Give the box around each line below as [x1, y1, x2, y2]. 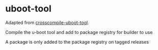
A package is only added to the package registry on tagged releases [5, 38, 149, 45]
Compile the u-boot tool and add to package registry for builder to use [5, 29, 153, 35]
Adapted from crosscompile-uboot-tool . [5, 19, 89, 25]
